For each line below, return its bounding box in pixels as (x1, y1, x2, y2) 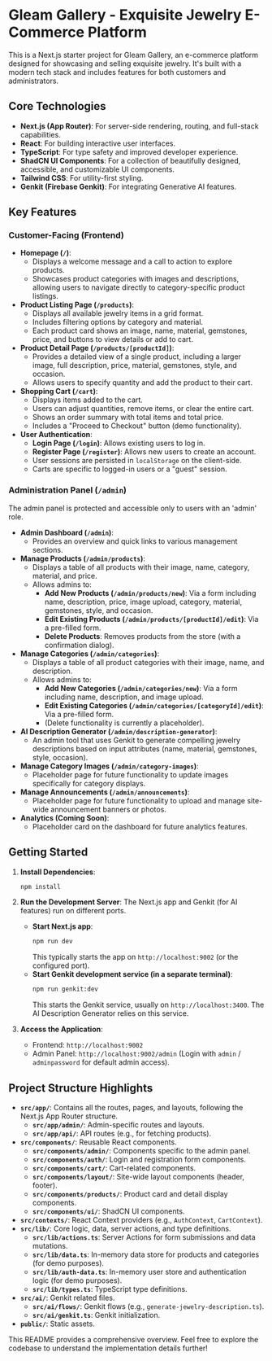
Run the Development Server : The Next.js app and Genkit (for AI (19, 897, 238, 907)
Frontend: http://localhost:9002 (32, 1040, 144, 1050)
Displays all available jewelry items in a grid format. (32, 309, 204, 318)
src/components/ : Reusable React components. (19, 1137, 177, 1147)
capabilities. (19, 129, 61, 139)
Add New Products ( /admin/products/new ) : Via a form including (44, 588, 257, 597)
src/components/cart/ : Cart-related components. (32, 1162, 196, 1173)
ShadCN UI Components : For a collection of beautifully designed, (19, 155, 241, 165)
